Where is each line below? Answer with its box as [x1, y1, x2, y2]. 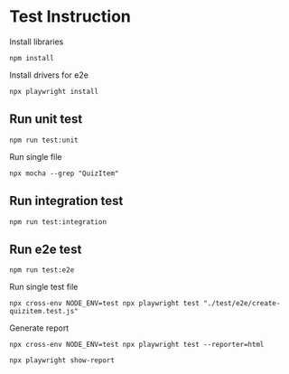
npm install [9, 53, 54, 62]
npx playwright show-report [9, 356, 116, 365]
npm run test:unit [9, 136, 79, 145]
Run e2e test [9, 241, 82, 257]
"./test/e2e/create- [202, 299, 281, 308]
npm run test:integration [9, 217, 107, 227]
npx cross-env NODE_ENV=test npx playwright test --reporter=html [9, 341, 265, 350]
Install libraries [9, 36, 64, 47]
